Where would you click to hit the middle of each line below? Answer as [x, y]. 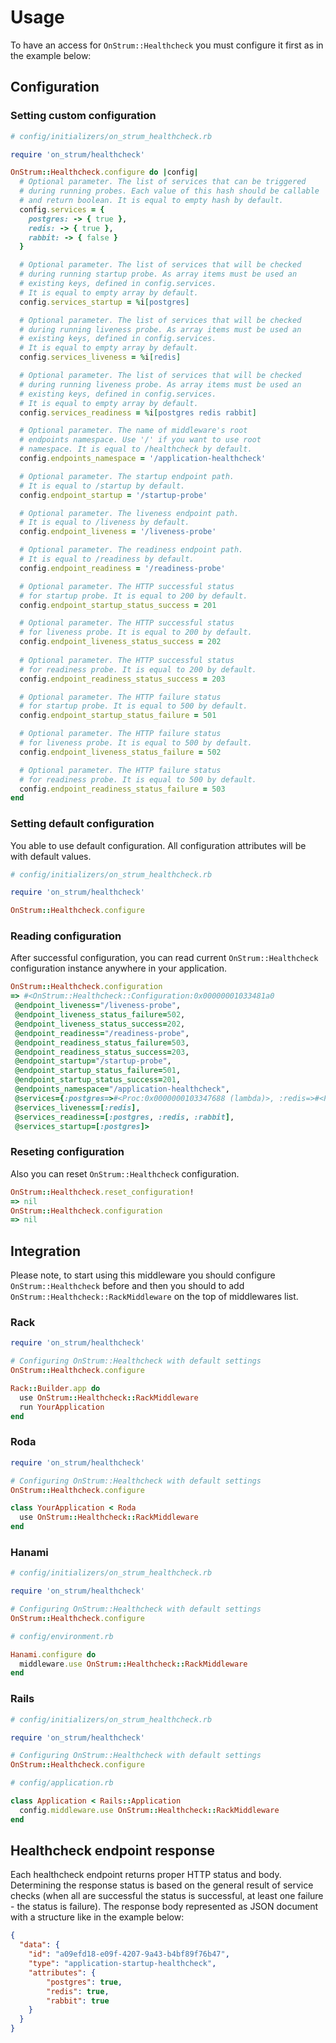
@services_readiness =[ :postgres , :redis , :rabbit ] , [124, 1117]
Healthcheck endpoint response [112, 1851]
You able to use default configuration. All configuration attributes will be [158, 845]
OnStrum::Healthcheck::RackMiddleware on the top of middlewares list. [154, 1297]
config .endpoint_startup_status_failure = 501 [118, 716]
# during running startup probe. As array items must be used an [158, 274]
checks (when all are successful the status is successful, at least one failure [167, 1896]
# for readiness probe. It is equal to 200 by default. [138, 669]
